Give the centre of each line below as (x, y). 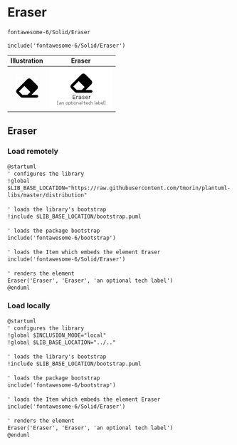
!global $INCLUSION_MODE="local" (57, 335)
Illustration (27, 61)
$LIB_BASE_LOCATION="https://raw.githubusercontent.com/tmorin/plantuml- (119, 188)
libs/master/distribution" (47, 195)
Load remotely (33, 151)
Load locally (29, 305)
